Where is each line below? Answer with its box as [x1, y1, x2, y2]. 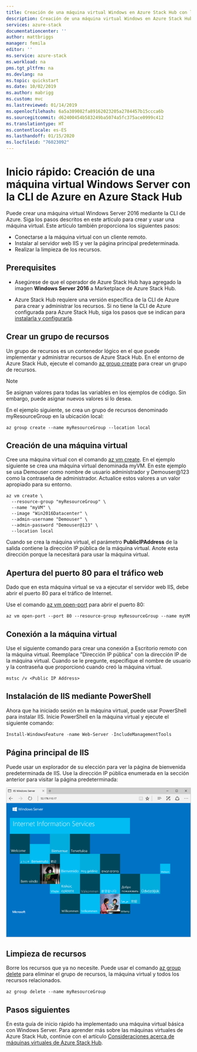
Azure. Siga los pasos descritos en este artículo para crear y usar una [6, 216, 175, 223]
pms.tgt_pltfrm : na [6, 65, 54, 71]
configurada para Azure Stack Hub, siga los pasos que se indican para [14, 308, 186, 315]
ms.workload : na [6, 59, 46, 65]
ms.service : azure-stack [6, 53, 67, 59]
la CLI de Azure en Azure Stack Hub [6, 191, 183, 203]
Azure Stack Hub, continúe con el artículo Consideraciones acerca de [6, 1033, 175, 1040]
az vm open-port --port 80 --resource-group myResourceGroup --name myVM [6, 613, 191, 619]
